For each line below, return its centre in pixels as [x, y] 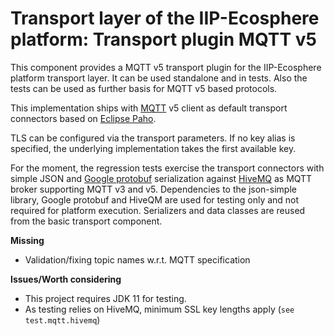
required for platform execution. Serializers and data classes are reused [158, 210]
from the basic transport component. [86, 221]
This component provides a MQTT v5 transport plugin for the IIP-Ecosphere [166, 67]
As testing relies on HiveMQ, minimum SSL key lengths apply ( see [159, 309]
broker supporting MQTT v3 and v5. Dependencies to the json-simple [153, 189]
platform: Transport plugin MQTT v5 [164, 39]
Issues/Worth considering [66, 279]
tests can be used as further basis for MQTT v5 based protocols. [144, 88]
